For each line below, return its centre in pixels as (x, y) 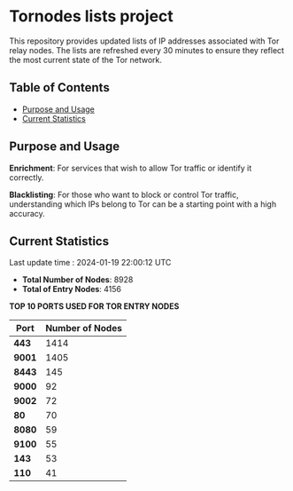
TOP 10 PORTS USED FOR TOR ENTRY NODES (94, 306)
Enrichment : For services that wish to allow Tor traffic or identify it (131, 168)
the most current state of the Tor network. (85, 59)
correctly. (27, 177)
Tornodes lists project (92, 16)
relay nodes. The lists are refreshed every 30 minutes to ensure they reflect (147, 50)
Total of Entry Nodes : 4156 (72, 289)
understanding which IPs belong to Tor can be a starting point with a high (143, 204)
